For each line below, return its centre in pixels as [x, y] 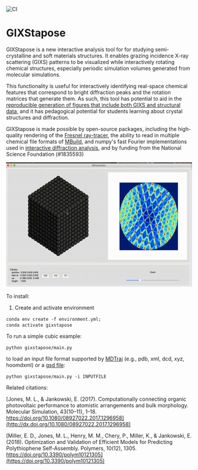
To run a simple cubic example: [44, 336]
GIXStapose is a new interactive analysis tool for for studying [80, 49]
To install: [18, 296]
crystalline [19, 56]
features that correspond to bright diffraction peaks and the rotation [88, 92]
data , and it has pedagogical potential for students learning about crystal [94, 111]
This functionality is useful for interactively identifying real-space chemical [97, 86]
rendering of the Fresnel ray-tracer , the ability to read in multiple [102, 135]
